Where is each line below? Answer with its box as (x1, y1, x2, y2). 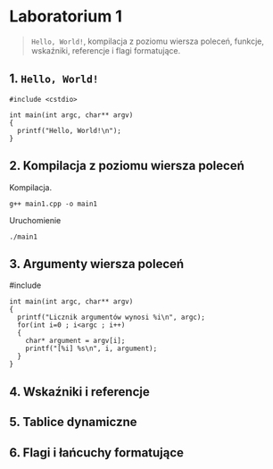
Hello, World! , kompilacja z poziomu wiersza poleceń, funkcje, (30, 36, 265, 46)
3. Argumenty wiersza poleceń (9, 256, 185, 272)
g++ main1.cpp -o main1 (9, 199, 98, 208)
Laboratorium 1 (9, 6, 123, 27)
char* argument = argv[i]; (25, 337, 126, 346)
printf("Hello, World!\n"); (17, 126, 122, 135)
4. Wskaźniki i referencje (9, 384, 150, 399)
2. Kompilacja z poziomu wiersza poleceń (9, 158, 245, 173)
